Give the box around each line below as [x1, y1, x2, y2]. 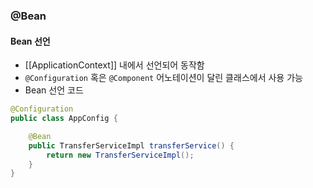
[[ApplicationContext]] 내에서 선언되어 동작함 [24, 59, 205, 71]
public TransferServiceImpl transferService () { [28, 140, 235, 151]
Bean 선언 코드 [24, 84, 84, 96]
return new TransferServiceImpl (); [46, 150, 195, 160]
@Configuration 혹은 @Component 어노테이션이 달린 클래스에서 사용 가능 [24, 72, 303, 84]
